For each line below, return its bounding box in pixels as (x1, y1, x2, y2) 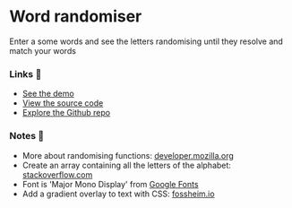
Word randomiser (9, 6, 142, 27)
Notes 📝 (9, 130, 45, 143)
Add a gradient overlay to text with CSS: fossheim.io (21, 188, 215, 199)
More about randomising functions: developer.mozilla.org (21, 150, 235, 160)
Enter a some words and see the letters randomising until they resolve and (9, 36, 284, 47)
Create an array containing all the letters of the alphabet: (21, 160, 231, 170)
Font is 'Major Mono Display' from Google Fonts (21, 178, 199, 189)
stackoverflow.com (21, 169, 93, 180)
